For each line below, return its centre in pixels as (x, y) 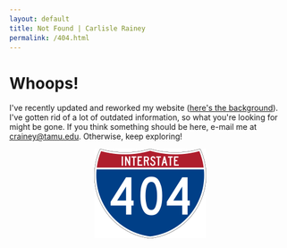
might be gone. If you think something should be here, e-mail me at (133, 127)
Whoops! (44, 83)
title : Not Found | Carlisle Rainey (77, 28)
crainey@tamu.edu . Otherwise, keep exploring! (96, 137)
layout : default (39, 19)
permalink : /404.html (50, 38)
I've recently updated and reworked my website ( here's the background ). (144, 108)
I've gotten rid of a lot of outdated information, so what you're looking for (144, 117)
